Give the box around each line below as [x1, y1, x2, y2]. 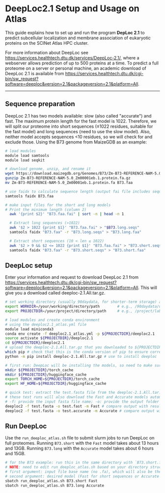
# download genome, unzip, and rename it [5, 167, 91, 172]
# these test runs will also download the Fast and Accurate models [5, 395, 148, 400]
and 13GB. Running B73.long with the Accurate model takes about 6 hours [5, 445, 154, 451]
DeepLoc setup [5, 261, 53, 269]
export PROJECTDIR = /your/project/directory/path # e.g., [5, 309, 133, 314]
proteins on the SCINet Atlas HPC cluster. [5, 40, 89, 46]
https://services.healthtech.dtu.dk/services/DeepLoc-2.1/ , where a [5, 55, 139, 60]
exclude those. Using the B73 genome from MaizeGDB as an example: [5, 139, 147, 145]
